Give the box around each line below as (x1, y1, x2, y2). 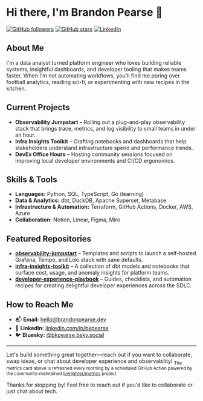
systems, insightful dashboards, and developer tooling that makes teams (6, 65, 187, 73)
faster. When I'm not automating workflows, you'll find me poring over (6, 72, 180, 79)
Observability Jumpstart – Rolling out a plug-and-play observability (14, 118, 185, 126)
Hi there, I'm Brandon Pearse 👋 (6, 5, 163, 19)
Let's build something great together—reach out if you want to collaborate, (6, 351, 192, 358)
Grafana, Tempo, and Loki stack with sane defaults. (14, 256, 143, 264)
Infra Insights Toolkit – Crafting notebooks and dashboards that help (14, 137, 187, 145)
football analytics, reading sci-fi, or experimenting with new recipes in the (6, 78, 190, 85)
